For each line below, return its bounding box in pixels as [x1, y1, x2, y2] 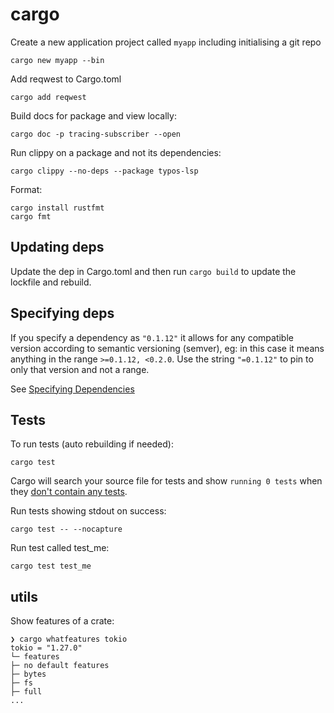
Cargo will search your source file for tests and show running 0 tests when [10, 475, 323, 487]
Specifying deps [10, 305, 115, 322]
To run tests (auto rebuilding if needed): [10, 438, 174, 450]
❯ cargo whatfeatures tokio [10, 634, 128, 645]
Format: [10, 183, 43, 195]
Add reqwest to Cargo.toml [10, 73, 122, 85]
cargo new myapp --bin [10, 55, 105, 65]
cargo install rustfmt [10, 203, 105, 213]
